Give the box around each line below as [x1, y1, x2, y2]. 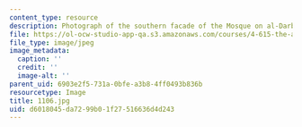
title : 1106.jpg [9, 96, 70, 106]
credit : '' [17, 63, 58, 72]
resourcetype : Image [9, 88, 87, 97]
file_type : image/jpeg [9, 38, 94, 47]
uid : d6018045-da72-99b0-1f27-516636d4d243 [9, 105, 175, 114]
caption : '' [17, 55, 63, 63]
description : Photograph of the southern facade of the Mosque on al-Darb [9, 21, 296, 30]
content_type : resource [9, 13, 99, 22]
